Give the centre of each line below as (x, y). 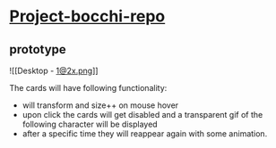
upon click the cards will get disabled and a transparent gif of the (142, 115)
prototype (38, 49)
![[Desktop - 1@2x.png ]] (54, 70)
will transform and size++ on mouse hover (100, 105)
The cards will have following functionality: (88, 88)
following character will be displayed (90, 124)
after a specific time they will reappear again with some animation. (145, 134)
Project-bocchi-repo (87, 16)
